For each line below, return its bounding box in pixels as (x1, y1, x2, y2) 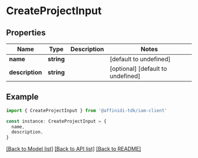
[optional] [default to (110, 65, 167, 73)
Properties (6, 28, 46, 38)
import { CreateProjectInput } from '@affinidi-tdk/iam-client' (6, 107, 167, 113)
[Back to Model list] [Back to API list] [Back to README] (6, 146, 141, 153)
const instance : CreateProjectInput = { (6, 118, 107, 124)
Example (6, 92, 39, 102)
